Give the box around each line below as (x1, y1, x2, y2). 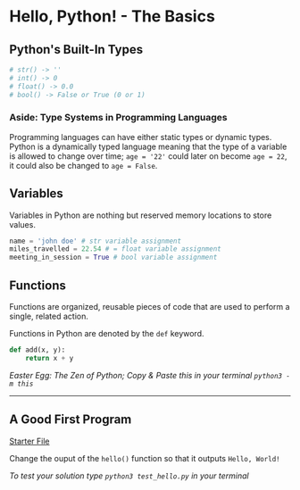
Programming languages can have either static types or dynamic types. (9, 131, 272, 142)
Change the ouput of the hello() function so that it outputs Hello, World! (9, 453, 280, 463)
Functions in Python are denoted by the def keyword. (9, 328, 204, 339)
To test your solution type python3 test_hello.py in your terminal (9, 470, 249, 481)
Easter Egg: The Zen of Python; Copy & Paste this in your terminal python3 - (9, 370, 291, 380)
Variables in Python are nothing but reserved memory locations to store (9, 210, 272, 220)
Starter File (9, 436, 51, 446)
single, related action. (9, 311, 89, 322)
